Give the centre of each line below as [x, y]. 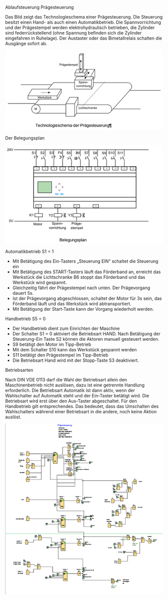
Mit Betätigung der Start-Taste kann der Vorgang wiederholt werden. [83, 309]
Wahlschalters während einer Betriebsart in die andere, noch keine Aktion [81, 411]
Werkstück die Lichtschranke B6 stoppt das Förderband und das [79, 277]
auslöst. [13, 417]
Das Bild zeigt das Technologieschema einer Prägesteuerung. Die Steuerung [84, 17]
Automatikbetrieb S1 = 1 [29, 251]
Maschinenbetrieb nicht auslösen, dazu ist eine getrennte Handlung [75, 385]
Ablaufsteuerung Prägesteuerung [39, 7]
